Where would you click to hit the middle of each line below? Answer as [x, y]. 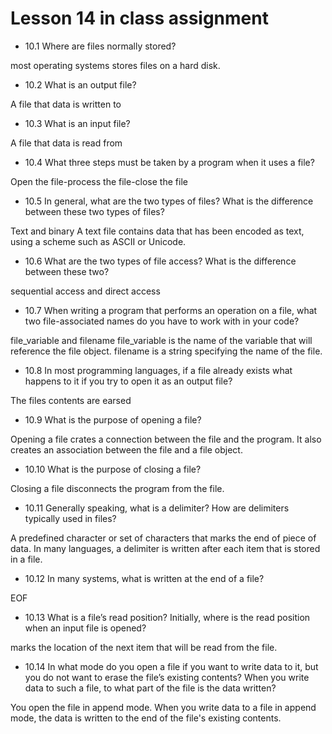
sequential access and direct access [85, 291]
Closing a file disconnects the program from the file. [117, 488]
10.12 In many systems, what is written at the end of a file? [144, 578]
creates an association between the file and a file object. [126, 449]
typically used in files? [70, 518]
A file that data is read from [66, 143]
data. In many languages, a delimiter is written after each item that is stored [165, 548]
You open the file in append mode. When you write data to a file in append [163, 707]
